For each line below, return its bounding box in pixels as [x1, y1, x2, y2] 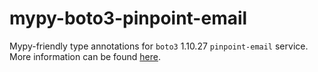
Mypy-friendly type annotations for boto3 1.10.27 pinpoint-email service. [9, 40, 309, 52]
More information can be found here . [9, 50, 161, 62]
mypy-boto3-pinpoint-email [9, 7, 248, 30]
